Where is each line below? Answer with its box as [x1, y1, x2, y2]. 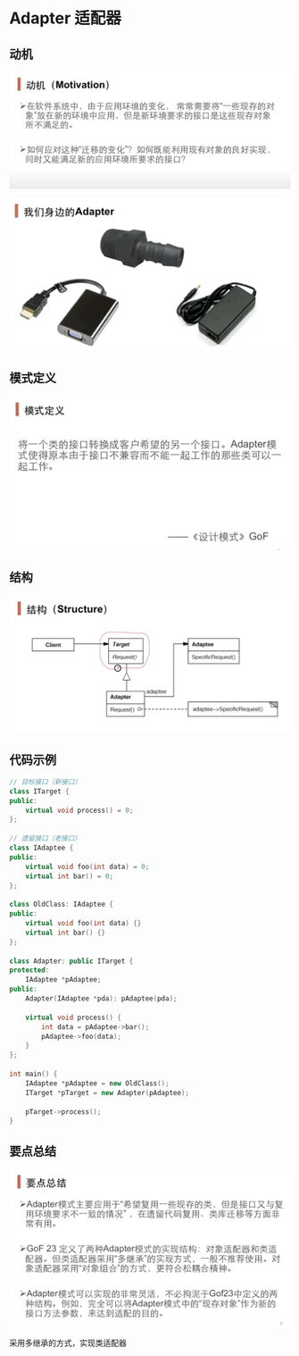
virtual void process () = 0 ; [25, 806, 134, 815]
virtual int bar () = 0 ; [25, 872, 114, 881]
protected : [9, 966, 50, 975]
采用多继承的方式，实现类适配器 [9, 1337, 127, 1349]
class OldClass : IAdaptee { [9, 900, 114, 909]
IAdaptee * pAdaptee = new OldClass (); [25, 1078, 170, 1088]
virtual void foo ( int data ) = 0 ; [25, 862, 150, 871]
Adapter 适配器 [9, 8, 122, 29]
